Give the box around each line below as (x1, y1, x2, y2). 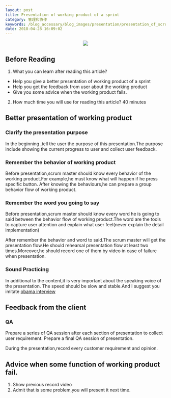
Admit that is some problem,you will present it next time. (12, 387, 131, 393)
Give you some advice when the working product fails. (12, 89, 127, 95)
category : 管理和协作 (5, 17, 47, 22)
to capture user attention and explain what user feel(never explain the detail (5, 222, 164, 228)
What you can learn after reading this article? (12, 68, 107, 74)
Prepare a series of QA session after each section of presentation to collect (5, 330, 163, 336)
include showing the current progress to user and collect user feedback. (5, 146, 157, 152)
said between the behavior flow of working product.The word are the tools (5, 216, 161, 222)
